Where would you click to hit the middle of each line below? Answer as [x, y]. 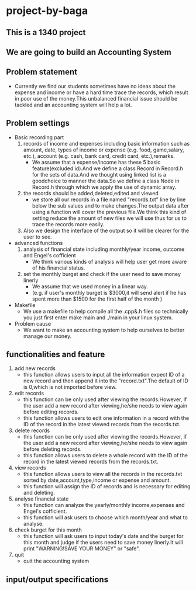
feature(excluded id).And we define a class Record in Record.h [107, 168]
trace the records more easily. [68, 224]
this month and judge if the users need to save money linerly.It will [103, 543]
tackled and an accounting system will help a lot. [73, 105]
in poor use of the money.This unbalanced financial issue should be [96, 98]
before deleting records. [52, 449]
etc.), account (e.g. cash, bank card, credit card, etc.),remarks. [99, 156]
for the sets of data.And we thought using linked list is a [99, 174]
